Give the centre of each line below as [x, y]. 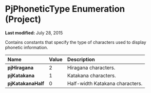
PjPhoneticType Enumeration [65, 9]
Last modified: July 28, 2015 [34, 33]
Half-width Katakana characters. [105, 83]
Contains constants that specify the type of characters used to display [76, 42]
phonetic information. [27, 47]
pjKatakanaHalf [26, 83]
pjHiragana [20, 68]
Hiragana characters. [91, 68]
